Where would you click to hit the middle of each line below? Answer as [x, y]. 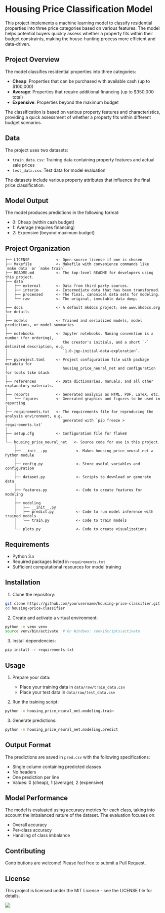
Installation [23, 583]
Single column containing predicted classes [57, 767]
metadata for [19, 364]
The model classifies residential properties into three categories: [71, 71]
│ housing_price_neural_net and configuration [80, 368]
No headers [24, 772]
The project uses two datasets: [37, 150]
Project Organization [38, 248]
